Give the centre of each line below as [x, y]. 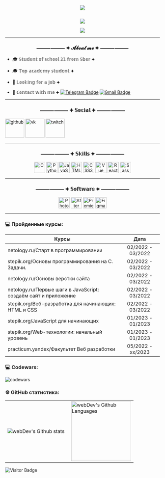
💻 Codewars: [22, 367]
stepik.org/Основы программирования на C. [60, 261]
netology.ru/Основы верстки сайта [49, 278]
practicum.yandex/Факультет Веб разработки [61, 349]
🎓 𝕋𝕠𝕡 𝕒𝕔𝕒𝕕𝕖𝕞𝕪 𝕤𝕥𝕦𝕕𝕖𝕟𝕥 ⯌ [43, 71]
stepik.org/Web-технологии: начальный [55, 332]
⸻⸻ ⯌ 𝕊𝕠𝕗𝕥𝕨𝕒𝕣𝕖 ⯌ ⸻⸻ [82, 189]
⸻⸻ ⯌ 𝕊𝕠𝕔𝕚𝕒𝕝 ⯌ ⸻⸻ [82, 110]
